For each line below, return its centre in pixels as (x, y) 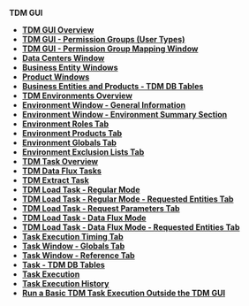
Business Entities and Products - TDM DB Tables (113, 86)
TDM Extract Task (56, 180)
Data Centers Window (63, 58)
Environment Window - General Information (104, 105)
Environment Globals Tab (69, 142)
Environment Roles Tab (65, 124)
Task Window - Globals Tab (73, 246)
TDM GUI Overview (58, 30)
